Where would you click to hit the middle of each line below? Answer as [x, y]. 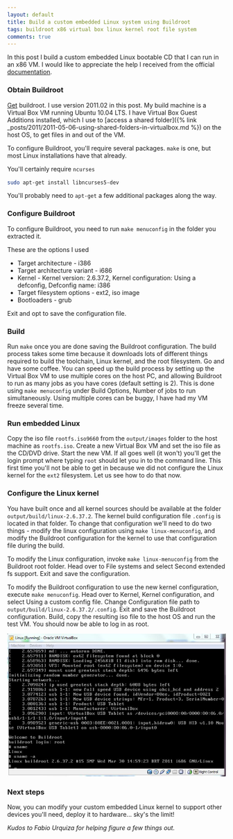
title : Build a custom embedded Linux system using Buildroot [99, 22]
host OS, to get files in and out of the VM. [66, 135]
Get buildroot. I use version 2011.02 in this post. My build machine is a [107, 105]
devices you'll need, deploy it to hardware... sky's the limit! [91, 815]
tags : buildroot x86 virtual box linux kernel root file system [102, 29]
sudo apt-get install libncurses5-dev [63, 183]
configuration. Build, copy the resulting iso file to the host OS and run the [111, 616]
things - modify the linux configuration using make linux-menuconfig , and [111, 530]
